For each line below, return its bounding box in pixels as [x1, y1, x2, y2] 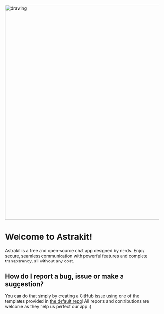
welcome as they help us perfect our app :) [5, 303, 92, 309]
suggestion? [5, 280, 44, 288]
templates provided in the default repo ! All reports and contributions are [5, 298, 149, 304]
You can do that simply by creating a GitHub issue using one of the [5, 293, 140, 299]
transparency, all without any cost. [5, 258, 74, 264]
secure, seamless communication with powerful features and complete [5, 253, 148, 259]
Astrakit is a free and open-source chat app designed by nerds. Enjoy [5, 247, 145, 253]
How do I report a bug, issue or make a [5, 272, 124, 281]
